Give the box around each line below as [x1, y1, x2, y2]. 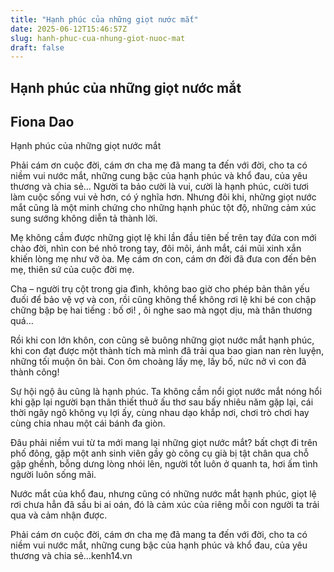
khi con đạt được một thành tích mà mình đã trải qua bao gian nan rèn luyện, [10, 345, 325, 357]
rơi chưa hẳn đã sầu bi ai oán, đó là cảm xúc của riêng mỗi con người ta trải [10, 499, 320, 511]
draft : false [10, 42, 65, 53]
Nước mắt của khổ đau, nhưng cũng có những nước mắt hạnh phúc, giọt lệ [10, 488, 317, 500]
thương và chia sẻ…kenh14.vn [10, 550, 133, 562]
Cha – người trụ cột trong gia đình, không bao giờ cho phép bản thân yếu [10, 283, 310, 295]
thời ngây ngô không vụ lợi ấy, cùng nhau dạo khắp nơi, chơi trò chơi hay [10, 407, 310, 419]
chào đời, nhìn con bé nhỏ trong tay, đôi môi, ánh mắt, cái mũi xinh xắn [10, 242, 302, 255]
